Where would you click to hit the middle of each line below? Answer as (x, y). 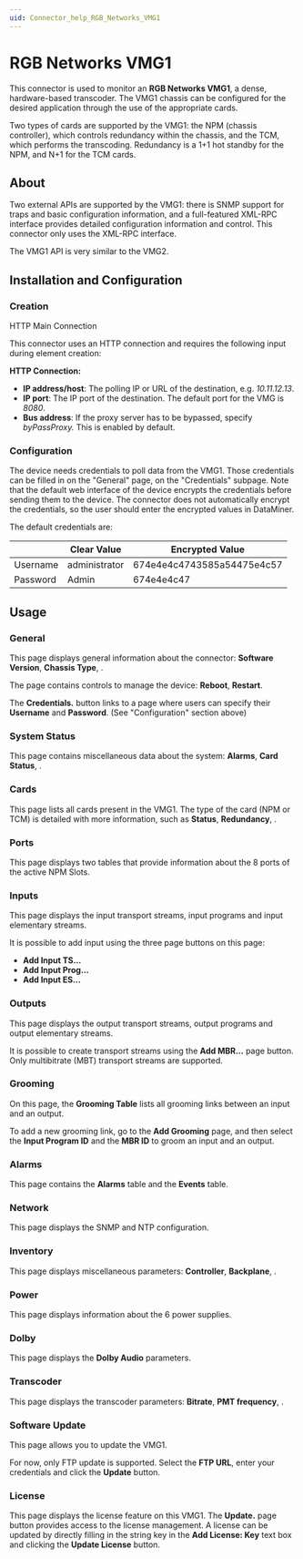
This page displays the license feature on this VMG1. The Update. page (143, 1516)
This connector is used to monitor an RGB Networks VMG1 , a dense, (138, 88)
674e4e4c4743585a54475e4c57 (208, 565)
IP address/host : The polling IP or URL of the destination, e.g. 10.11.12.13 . (158, 389)
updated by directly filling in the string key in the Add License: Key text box (151, 1535)
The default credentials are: (61, 527)
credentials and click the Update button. (85, 1472)
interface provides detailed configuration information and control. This (141, 224)
